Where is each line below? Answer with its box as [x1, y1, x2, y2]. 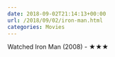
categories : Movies [7, 23, 65, 30]
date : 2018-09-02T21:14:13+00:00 [7, 10, 106, 18]
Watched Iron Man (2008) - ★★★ [7, 43, 109, 51]
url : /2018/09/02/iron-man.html [7, 17, 103, 24]
